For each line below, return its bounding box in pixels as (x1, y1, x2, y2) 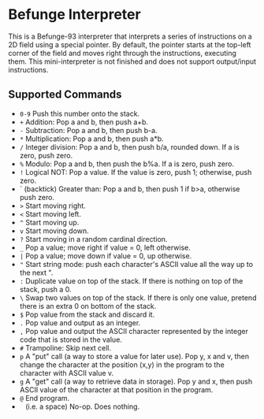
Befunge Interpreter (8, 6, 141, 24)
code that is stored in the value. (19, 335, 122, 344)
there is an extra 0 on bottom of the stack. (19, 301, 157, 310)
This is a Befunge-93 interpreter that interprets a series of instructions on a (8, 32, 252, 41)
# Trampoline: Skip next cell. (19, 343, 112, 352)
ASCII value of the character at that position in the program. (19, 384, 214, 395)
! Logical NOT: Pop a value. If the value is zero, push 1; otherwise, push (19, 167, 252, 176)
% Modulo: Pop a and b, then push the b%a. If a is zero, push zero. (19, 159, 235, 169)
